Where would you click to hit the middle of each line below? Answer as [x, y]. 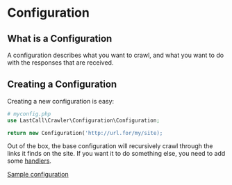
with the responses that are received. [60, 63]
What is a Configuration [60, 39]
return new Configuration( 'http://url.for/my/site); [85, 133]
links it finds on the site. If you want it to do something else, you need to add [116, 154]
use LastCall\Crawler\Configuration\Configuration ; [83, 120]
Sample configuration [38, 175]
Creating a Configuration [62, 85]
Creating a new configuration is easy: [61, 101]
